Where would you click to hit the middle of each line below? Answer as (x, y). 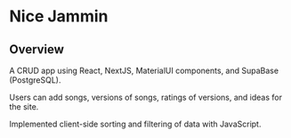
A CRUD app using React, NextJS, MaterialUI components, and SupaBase (144, 70)
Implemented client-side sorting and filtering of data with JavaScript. (135, 124)
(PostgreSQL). (35, 80)
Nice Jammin (59, 16)
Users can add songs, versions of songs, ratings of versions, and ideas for (146, 97)
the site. (24, 107)
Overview (37, 49)
